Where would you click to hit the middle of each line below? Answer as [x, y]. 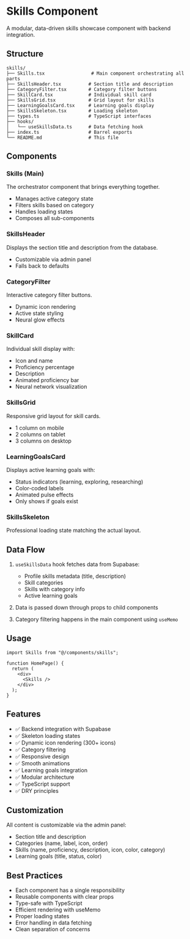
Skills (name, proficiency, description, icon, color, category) [90, 850]
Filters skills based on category [54, 205]
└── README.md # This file [63, 138]
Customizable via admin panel [53, 259]
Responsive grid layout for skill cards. [53, 416]
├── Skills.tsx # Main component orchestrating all [95, 73]
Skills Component [52, 11]
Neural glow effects [40, 320]
